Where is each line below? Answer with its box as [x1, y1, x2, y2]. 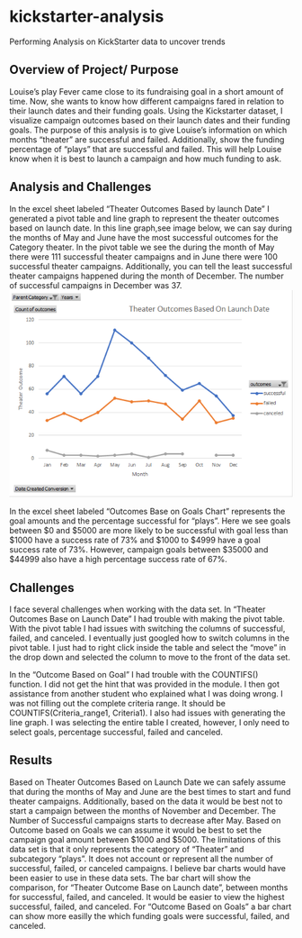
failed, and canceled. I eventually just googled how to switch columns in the [9, 633, 290, 643]
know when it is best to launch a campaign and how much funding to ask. [9, 153, 281, 164]
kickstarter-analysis [9, 6, 164, 27]
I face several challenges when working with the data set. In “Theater [9, 604, 266, 615]
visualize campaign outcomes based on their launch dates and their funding [9, 114, 290, 125]
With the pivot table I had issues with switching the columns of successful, [9, 624, 286, 634]
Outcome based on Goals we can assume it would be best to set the [9, 824, 262, 835]
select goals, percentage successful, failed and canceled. [9, 727, 223, 738]
